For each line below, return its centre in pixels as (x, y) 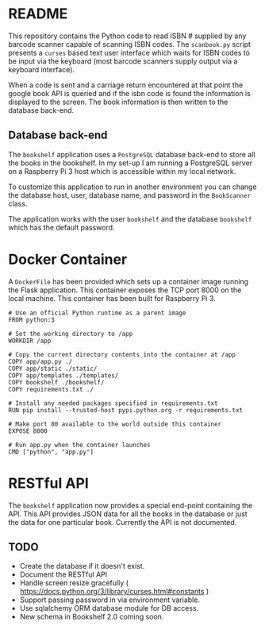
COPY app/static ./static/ (53, 369)
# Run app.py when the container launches (79, 445)
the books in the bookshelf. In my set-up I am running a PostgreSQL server (130, 163)
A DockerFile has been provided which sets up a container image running (128, 281)
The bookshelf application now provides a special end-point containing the (131, 505)
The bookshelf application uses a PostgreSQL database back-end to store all (132, 154)
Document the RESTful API (63, 575)
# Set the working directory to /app (71, 334)
